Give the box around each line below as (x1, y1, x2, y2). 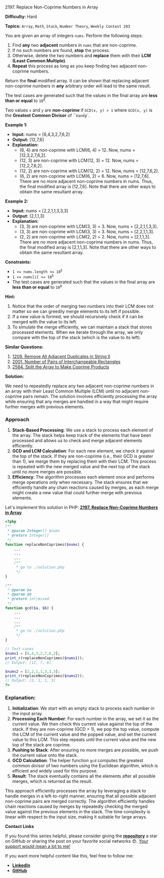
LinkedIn (12, 862, 30, 868)
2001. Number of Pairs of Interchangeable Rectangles (12, 359, 121, 365)
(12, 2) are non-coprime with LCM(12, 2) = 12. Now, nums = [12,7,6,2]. (19, 168, 159, 174)
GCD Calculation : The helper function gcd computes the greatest (12, 758, 143, 764)
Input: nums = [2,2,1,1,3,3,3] (12, 208, 69, 213)
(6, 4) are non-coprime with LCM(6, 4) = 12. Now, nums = (19, 147, 136, 153)
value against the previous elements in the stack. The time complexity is (5, 809, 151, 815)
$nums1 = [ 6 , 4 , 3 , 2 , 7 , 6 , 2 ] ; (5, 651, 60, 656)
